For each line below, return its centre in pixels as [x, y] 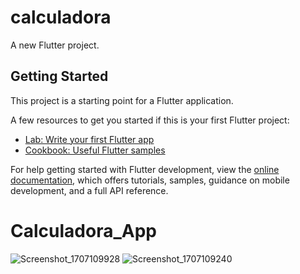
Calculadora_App [83, 230]
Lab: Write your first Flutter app [89, 139]
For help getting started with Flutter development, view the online [145, 169]
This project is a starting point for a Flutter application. [122, 100]
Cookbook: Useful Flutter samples [95, 150]
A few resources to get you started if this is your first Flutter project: [150, 120]
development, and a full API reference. [89, 190]
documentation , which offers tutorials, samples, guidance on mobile [150, 180]
